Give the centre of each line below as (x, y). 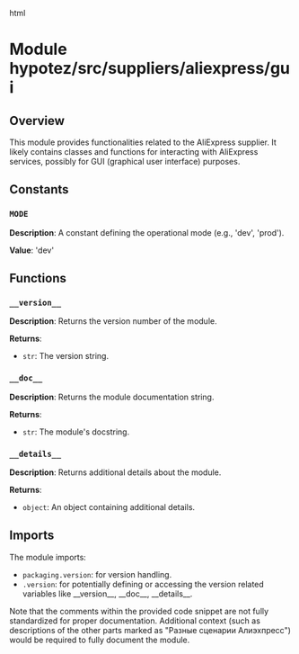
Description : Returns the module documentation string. (112, 397)
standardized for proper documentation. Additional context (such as (135, 621)
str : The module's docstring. (76, 432)
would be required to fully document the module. (100, 640)
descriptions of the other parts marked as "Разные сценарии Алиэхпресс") (150, 630)
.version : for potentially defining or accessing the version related (143, 584)
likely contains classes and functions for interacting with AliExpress (134, 152)
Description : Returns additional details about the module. (115, 472)
